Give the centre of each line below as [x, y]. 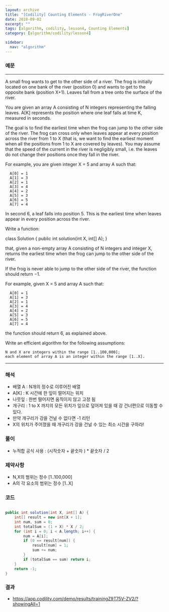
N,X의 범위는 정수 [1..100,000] [42, 477]
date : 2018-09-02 [23, 19]
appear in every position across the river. [48, 219]
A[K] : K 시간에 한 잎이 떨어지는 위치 [48, 393]
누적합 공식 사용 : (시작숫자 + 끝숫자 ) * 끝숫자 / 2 [61, 450]
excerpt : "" [18, 24]
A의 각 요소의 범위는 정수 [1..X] [43, 483]
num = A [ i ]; [36, 536]
